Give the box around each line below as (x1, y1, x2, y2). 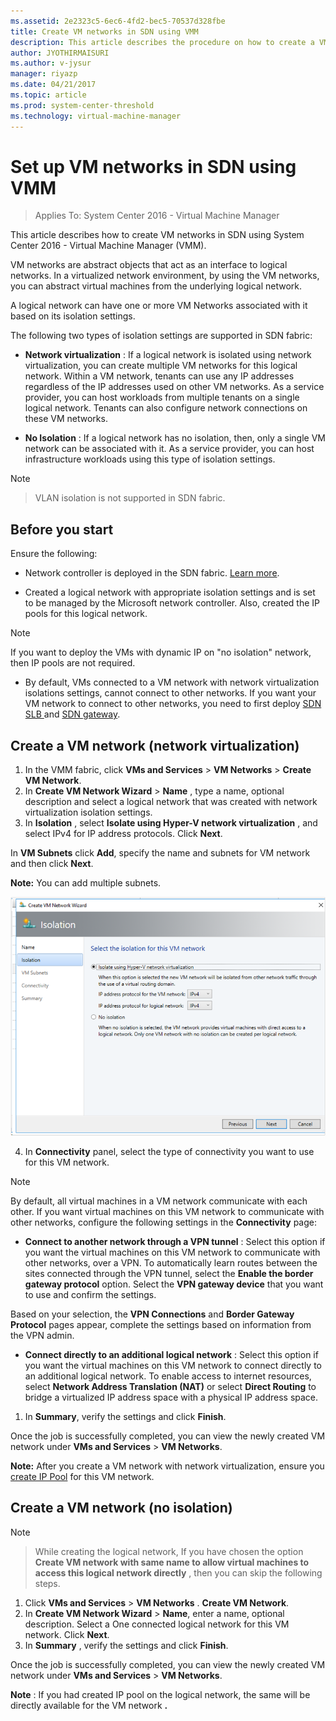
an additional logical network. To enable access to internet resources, (24, 1370, 312, 1382)
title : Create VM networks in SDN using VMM (10, 26, 199, 37)
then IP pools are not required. (10, 657, 136, 669)
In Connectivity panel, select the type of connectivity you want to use (24, 1146, 315, 1158)
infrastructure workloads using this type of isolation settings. (24, 453, 276, 465)
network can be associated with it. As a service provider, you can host (24, 443, 315, 455)
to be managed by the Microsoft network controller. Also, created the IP (24, 597, 320, 609)
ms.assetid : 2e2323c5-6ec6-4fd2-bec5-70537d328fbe (10, 16, 226, 26)
